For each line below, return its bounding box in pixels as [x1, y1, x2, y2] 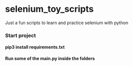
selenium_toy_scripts [5, 3, 94, 15]
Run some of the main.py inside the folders [5, 56, 95, 62]
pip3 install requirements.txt [5, 44, 65, 50]
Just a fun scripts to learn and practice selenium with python [5, 20, 129, 26]
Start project [5, 32, 36, 39]
